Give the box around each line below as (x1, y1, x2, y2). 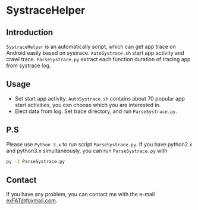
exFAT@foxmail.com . (6, 197, 58, 204)
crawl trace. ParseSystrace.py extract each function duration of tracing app (6, 56, 191, 62)
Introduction (6, 27, 54, 37)
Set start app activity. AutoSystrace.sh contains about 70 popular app (14, 95, 186, 102)
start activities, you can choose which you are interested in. (14, 101, 161, 108)
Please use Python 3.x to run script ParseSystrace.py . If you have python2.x (6, 140, 193, 148)
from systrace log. (6, 62, 51, 69)
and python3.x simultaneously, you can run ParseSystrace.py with (6, 147, 168, 154)
